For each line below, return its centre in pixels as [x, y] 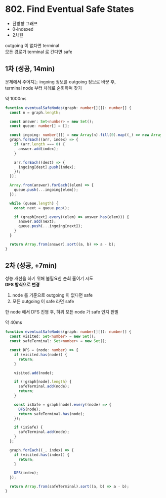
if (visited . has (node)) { [41, 355]
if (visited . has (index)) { [42, 455]
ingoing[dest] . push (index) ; [47, 167]
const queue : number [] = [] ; [40, 126]
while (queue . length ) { [34, 203]
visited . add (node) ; [34, 373]
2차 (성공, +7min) [31, 266]
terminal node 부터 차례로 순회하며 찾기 [44, 88]
